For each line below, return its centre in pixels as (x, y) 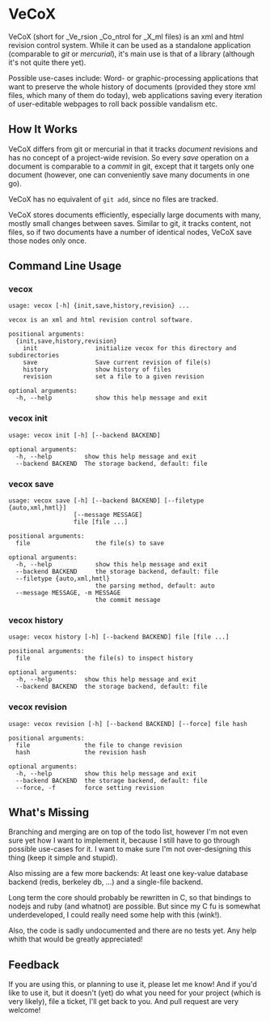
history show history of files (97, 370)
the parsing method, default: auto (155, 586)
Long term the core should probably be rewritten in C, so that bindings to (130, 898)
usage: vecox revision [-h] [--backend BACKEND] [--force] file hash (128, 724)
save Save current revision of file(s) (117, 363)
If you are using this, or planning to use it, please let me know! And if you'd (133, 985)
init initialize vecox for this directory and (130, 348)
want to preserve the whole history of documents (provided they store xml (132, 87)
